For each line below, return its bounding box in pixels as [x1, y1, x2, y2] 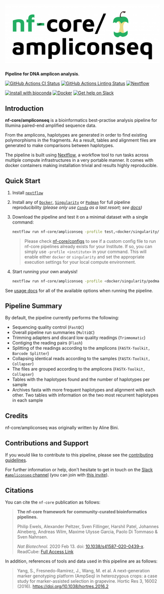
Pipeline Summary [5, 302, 62, 311]
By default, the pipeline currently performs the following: [5, 315, 119, 321]
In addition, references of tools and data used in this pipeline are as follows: [5, 558, 158, 564]
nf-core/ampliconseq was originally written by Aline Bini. [5, 424, 119, 431]
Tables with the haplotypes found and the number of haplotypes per [12, 376, 150, 382]
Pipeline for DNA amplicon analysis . [5, 71, 80, 77]
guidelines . [5, 457, 27, 463]
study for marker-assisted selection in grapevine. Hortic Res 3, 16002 [17, 578, 158, 584]
